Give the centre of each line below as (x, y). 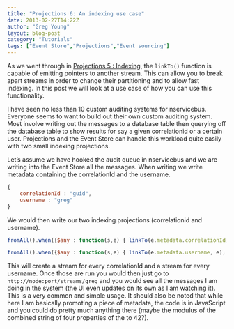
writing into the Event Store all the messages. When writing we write (105, 167)
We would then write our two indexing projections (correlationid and (105, 220)
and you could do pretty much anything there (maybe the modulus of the (111, 310)
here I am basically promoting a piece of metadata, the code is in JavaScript (116, 303)
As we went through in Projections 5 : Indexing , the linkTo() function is (110, 66)
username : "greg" (46, 200)
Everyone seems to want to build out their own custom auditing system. (110, 116)
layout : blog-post (34, 33)
